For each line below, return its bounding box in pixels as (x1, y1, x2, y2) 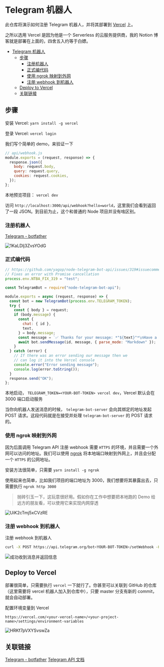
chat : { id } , (22, 322, 51, 326)
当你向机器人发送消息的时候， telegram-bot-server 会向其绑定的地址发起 (5, 407, 152, 413)
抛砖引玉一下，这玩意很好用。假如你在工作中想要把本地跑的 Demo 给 (17, 494, 156, 500)
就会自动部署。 (5, 594, 35, 600)
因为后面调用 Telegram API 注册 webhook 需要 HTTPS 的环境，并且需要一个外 (5, 444, 159, 450)
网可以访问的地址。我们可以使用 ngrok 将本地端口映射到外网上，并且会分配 (5, 450, 156, 456)
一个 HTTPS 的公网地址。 (5, 456, 53, 462)
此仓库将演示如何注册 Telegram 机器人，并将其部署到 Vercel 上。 (5, 22, 136, 27)
